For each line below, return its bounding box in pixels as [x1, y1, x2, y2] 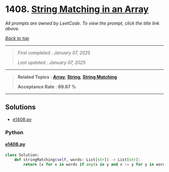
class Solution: [5, 152, 39, 157]
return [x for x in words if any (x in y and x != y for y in [23, 162, 154, 167]
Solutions [5, 103, 36, 112]
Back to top [5, 35, 29, 41]
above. [5, 25, 20, 31]
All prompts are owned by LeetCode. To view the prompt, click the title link [5, 20, 160, 26]
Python [5, 129, 24, 136]
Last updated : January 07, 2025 [17, 59, 86, 65]
